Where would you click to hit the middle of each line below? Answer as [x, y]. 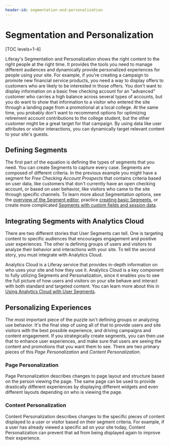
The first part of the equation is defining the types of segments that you [80, 162]
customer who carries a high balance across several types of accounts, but [84, 96]
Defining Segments [36, 150]
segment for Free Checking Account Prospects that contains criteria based [83, 178]
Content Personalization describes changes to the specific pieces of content [85, 416]
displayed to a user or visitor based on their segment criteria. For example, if [85, 422]
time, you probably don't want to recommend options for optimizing [76, 112]
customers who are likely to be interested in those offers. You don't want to [83, 86]
